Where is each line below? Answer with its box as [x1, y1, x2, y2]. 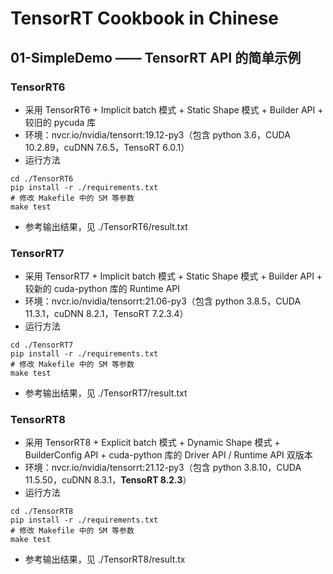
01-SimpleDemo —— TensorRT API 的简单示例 [10, 49, 302, 66]
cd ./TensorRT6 [10, 173, 74, 184]
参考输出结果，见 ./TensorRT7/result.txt [24, 387, 188, 399]
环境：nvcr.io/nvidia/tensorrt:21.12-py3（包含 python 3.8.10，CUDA [24, 462, 302, 474]
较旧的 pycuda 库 [24, 116, 97, 128]
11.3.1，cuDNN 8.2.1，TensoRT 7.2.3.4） [24, 308, 189, 320]
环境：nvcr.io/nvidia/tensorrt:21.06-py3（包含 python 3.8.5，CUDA [24, 295, 302, 307]
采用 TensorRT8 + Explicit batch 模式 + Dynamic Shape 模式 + [24, 437, 281, 449]
